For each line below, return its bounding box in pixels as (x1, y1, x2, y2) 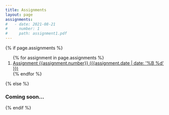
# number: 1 (5, 26, 40, 31)
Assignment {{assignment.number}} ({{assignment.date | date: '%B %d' (12, 60, 164, 66)
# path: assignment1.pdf (5, 31, 67, 36)
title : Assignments (5, 7, 47, 13)
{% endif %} (5, 105, 32, 111)
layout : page (5, 12, 33, 17)
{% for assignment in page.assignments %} (12, 55, 104, 61)
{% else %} (5, 81, 30, 87)
